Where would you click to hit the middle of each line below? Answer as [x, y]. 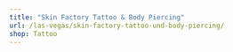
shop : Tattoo [33, 33]
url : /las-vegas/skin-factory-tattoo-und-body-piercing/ [117, 26]
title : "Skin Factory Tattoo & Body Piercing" [97, 17]
